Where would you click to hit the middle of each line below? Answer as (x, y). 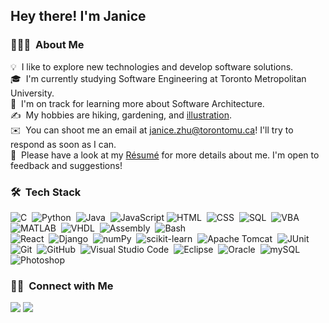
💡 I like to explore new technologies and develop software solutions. (152, 66)
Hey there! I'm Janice (78, 16)
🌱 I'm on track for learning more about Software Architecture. (137, 103)
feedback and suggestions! (66, 165)
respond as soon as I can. (63, 144)
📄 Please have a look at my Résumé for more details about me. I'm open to (165, 155)
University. (32, 93)
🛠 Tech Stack (46, 192)
